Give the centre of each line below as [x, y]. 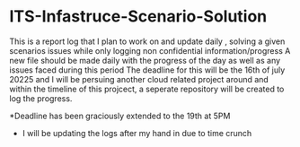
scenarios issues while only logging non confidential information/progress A [150, 50]
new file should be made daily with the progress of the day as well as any [145, 60]
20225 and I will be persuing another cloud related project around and [139, 79]
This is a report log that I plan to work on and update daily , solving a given [147, 41]
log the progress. [41, 98]
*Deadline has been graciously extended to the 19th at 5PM [120, 116]
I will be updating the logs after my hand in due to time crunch [137, 133]
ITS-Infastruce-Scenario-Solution [138, 17]
